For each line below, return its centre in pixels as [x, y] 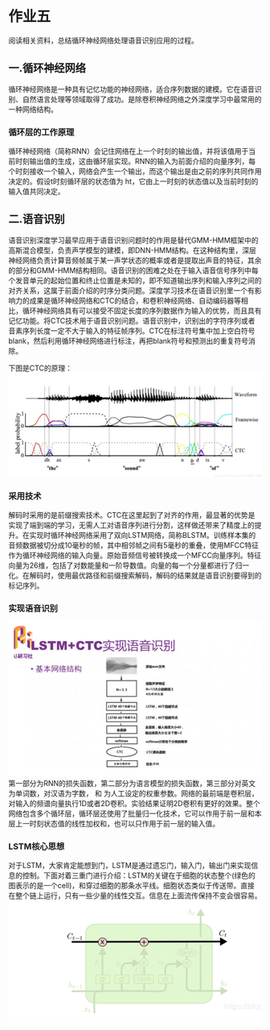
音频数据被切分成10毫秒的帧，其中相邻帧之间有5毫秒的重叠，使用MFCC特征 [134, 545]
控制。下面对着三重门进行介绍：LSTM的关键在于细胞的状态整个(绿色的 [139, 875]
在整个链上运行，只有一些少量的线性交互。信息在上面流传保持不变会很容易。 [135, 896]
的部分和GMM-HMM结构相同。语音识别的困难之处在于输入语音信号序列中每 [133, 270]
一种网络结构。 [33, 109]
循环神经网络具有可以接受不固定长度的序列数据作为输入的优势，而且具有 [142, 310]
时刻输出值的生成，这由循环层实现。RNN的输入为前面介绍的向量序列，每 [135, 161]
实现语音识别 [33, 608]
